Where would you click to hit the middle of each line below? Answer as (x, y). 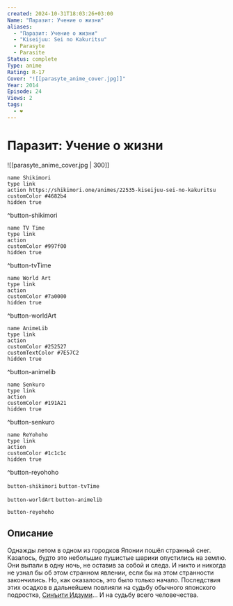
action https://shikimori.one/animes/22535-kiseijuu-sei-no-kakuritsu (112, 190)
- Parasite (29, 53)
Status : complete (32, 59)
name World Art (29, 278)
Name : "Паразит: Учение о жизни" (56, 20)
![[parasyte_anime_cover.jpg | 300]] (58, 165)
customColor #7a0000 (37, 296)
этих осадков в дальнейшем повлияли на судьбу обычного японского (112, 587)
